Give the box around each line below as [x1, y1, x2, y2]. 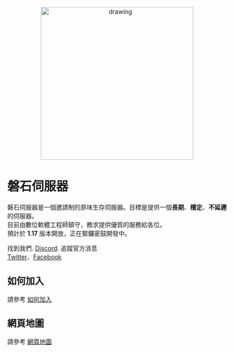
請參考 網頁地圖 [7, 337, 52, 346]
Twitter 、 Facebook [7, 252, 62, 261]
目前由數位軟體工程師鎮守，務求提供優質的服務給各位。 [7, 220, 166, 228]
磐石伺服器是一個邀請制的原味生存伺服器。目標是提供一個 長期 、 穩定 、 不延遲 [7, 203, 227, 211]
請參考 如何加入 [7, 295, 52, 303]
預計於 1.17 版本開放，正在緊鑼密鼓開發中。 [7, 229, 131, 237]
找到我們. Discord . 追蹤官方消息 [7, 244, 97, 252]
